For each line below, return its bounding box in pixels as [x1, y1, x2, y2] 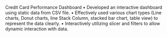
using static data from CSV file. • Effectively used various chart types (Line [5, 10, 162, 16]
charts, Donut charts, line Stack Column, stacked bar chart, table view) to [5, 15, 158, 21]
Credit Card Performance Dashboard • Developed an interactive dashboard [5, 5, 162, 10]
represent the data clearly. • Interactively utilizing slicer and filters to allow [5, 20, 160, 26]
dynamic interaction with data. [5, 26, 68, 32]
